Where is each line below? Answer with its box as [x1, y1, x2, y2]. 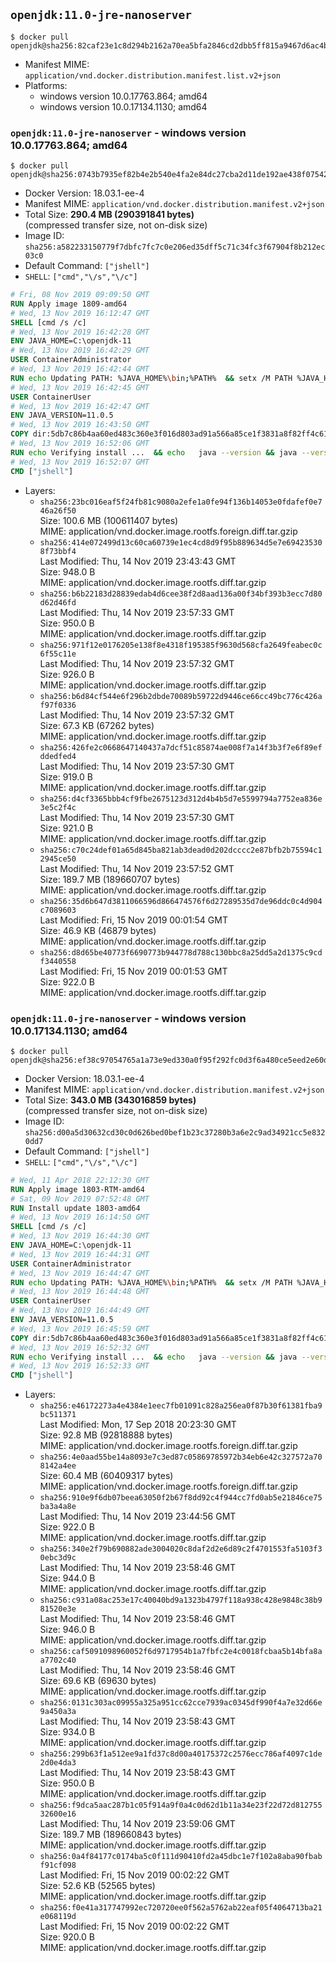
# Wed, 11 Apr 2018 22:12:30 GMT [10, 1175, 150, 1185]
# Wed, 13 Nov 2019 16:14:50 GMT [10, 1212, 150, 1223]
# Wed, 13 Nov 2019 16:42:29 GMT [10, 345, 150, 356]
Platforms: [24, 79, 68, 91]
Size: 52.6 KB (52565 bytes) [39, 1880, 156, 1892]
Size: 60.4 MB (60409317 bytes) [39, 1470, 174, 1482]
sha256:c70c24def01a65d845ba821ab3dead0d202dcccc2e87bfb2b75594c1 [39, 845, 323, 855]
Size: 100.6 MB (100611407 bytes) [39, 514, 179, 526]
